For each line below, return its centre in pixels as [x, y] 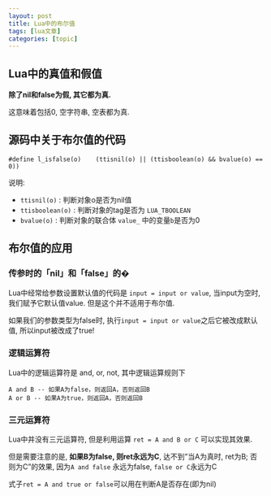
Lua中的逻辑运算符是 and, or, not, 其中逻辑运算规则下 [97, 372]
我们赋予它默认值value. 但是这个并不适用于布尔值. [92, 302]
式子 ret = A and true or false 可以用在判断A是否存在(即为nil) [112, 484]
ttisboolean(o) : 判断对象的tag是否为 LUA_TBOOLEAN [105, 210]
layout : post [30, 16]
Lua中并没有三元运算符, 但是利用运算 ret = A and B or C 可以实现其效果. [131, 439]
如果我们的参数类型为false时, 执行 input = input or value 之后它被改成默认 [133, 320]
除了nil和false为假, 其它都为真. [60, 95]
